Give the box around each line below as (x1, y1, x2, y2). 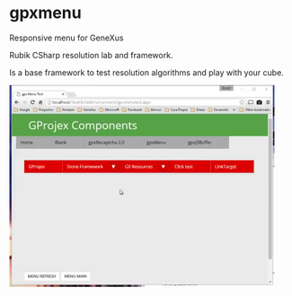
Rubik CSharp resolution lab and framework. (9, 49, 173, 60)
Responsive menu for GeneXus (9, 32, 124, 43)
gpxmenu (9, 3, 83, 23)
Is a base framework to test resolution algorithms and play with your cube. (9, 66, 285, 78)
